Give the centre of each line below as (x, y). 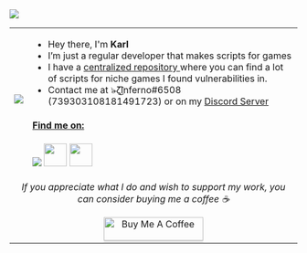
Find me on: (58, 125)
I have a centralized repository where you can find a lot (166, 67)
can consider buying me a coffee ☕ (153, 198)
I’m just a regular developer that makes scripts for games (170, 56)
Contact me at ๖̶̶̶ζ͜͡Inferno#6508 (115, 90)
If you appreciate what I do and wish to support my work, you (153, 186)
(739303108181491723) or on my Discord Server (159, 101)
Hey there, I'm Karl (89, 44)
